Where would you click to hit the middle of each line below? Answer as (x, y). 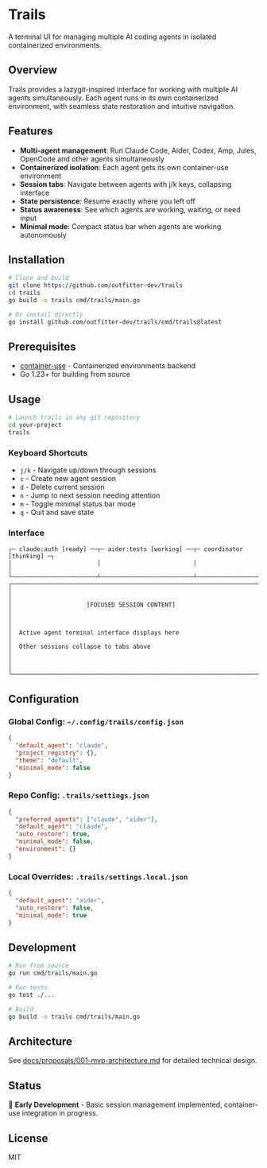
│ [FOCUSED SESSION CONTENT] (92, 605)
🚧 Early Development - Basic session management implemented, (115, 1105)
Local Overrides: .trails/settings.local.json (98, 876)
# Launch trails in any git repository (74, 418)
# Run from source (39, 966)
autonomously (43, 235)
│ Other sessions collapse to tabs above (79, 647)
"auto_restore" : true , (53, 834)
